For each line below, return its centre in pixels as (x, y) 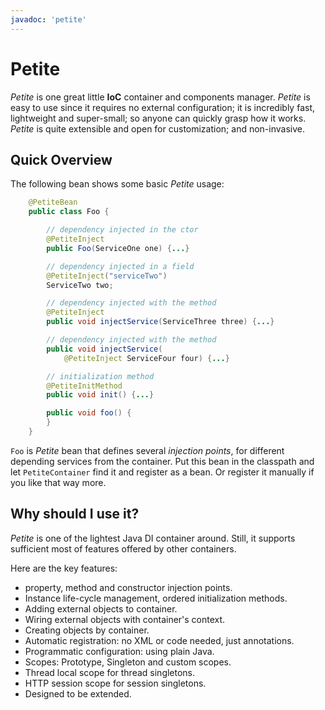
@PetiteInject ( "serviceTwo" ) (107, 276)
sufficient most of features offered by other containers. (123, 548)
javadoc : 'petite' (48, 19)
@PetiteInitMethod (84, 386)
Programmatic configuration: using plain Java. (119, 651)
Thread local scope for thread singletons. (110, 672)
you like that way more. (58, 482)
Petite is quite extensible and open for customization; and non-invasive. (157, 128)
